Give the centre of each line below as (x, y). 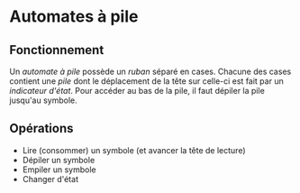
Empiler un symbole (59, 170)
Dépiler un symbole (59, 160)
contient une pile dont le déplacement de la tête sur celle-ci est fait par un (146, 81)
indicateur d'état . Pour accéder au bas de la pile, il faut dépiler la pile (137, 91)
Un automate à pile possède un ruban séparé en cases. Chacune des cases (150, 71)
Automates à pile (74, 17)
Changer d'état (50, 179)
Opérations (41, 129)
